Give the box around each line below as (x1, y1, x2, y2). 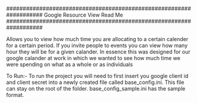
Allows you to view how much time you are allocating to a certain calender (6, 36, 189, 42)
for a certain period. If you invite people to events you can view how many (6, 42, 188, 49)
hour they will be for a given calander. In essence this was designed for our (6, 48, 190, 55)
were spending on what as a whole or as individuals (6, 61, 133, 68)
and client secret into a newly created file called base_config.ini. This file (6, 79, 185, 86)
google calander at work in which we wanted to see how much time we (6, 55, 180, 61)
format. (6, 92, 24, 98)
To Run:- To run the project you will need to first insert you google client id (6, 73, 189, 79)
